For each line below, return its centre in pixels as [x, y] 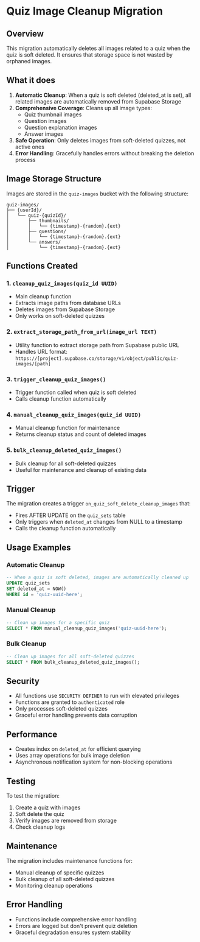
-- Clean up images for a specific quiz [58, 622]
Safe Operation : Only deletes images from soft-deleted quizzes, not [100, 140]
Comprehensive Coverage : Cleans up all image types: [84, 108]
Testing [21, 781]
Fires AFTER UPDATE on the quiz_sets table [70, 515]
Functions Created [42, 266]
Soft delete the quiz [40, 814]
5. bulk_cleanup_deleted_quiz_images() [64, 450]
